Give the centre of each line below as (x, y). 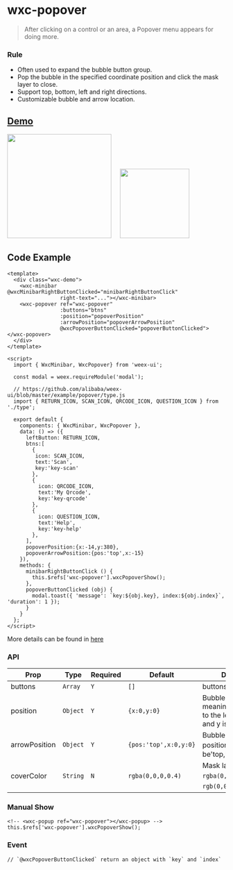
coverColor (29, 776)
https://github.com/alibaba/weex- (72, 389)
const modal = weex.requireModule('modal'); (79, 377)
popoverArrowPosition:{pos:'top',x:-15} (85, 553)
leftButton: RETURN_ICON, (63, 437)
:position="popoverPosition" (102, 316)
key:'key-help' (60, 529)
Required (106, 675)
